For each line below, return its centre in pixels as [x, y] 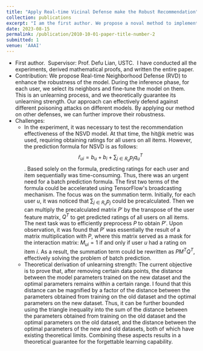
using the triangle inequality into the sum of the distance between [106, 309]
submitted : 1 [23, 40]
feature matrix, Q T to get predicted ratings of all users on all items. [106, 217]
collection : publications [39, 18]
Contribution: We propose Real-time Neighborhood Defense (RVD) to [101, 76]
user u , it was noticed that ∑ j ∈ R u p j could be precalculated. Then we [109, 202]
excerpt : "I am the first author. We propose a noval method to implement [102, 23]
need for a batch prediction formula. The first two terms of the [101, 182]
